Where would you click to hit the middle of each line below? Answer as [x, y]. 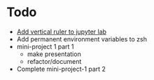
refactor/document [54, 61]
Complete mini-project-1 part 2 [61, 69]
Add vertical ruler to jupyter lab [61, 32]
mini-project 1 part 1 [45, 46]
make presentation [54, 54]
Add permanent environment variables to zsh [82, 39]
